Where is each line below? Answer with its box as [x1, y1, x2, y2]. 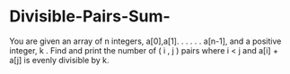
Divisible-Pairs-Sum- [9, 6, 171, 27]
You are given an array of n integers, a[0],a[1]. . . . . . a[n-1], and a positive [9, 36, 282, 46]
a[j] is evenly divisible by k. [9, 54, 110, 65]
